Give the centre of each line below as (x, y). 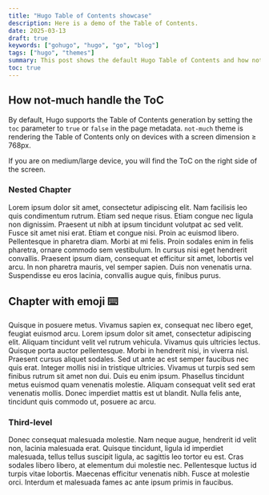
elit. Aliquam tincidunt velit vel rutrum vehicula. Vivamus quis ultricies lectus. (134, 342)
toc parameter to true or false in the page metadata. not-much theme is (126, 128)
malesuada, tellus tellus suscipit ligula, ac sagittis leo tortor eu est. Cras (126, 457)
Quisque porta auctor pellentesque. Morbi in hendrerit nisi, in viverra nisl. (129, 350)
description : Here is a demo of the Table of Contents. (103, 23)
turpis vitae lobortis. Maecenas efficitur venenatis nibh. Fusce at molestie (129, 473)
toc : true (25, 68)
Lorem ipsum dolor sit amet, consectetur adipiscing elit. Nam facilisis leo (128, 207)
